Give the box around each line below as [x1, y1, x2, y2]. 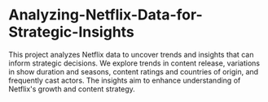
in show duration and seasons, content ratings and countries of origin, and [8, 66, 259, 76]
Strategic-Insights [8, 23, 134, 41]
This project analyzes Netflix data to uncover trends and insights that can [8, 49, 254, 59]
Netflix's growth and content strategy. [8, 83, 136, 94]
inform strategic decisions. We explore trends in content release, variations [8, 58, 261, 68]
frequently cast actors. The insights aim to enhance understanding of [8, 75, 241, 85]
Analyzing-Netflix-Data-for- [8, 6, 203, 24]
